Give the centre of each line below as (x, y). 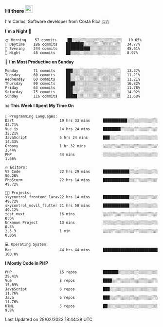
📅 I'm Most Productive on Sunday (39, 62)
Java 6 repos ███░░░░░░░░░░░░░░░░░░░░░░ (81, 298)
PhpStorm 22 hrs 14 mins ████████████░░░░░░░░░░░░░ (81, 180)
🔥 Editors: (16, 168)
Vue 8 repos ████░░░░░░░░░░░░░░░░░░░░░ (81, 281)
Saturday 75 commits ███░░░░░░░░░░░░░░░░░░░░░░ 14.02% (72, 92)
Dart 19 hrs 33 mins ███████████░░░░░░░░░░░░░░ (81, 121)
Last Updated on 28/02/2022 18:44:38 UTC (49, 319)
